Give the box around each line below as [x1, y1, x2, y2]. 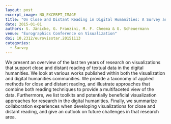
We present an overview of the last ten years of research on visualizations [5, 59, 161, 65]
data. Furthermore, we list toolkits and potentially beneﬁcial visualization [5, 92, 157, 98]
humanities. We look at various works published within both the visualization [5, 70, 165, 76]
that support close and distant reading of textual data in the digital [5, 65, 144, 71]
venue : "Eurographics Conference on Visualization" [5, 31, 117, 36]
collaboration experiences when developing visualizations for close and [5, 103, 155, 109]
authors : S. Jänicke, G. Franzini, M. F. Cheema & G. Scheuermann [5, 26, 149, 32]
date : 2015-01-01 [5, 21, 42, 27]
